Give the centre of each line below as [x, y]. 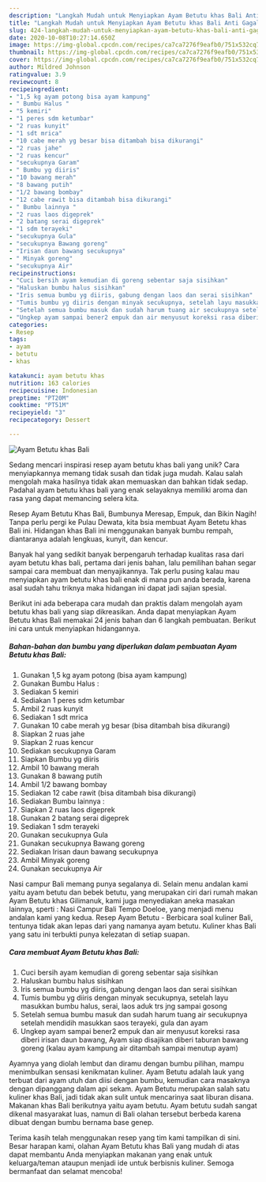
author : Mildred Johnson [50, 67]
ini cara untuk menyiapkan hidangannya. [75, 628]
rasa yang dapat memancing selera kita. [74, 498]
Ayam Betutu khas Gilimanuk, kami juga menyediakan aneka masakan [122, 900]
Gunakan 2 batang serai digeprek [75, 818]
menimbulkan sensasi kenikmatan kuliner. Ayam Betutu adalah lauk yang [127, 1072]
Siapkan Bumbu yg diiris [60, 759]
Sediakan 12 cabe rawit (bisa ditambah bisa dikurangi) [108, 792]
